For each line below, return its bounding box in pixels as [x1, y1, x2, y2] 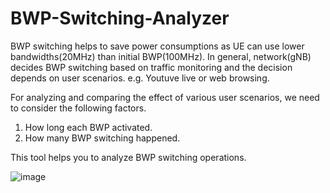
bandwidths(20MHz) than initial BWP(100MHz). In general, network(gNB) [10, 50, 312, 62]
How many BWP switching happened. [24, 132, 181, 144]
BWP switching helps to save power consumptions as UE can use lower [10, 40, 305, 52]
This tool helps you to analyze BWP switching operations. [10, 151, 247, 163]
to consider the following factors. [10, 102, 147, 114]
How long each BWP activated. [24, 121, 153, 133]
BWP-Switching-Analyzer [10, 7, 230, 30]
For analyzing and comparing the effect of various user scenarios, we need [10, 91, 320, 103]
